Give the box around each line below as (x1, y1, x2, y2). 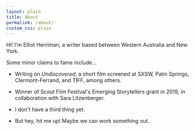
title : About (6, 14, 39, 20)
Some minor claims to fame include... (6, 59, 97, 66)
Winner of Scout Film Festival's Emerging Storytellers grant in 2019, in (14, 88, 186, 95)
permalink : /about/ (6, 19, 55, 25)
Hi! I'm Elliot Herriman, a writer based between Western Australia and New (6, 41, 188, 48)
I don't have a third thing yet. (14, 106, 85, 113)
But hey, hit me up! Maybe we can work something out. (14, 118, 150, 125)
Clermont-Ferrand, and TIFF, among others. (14, 77, 122, 84)
